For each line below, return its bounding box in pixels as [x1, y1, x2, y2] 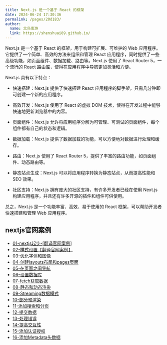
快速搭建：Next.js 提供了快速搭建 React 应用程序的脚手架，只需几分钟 [12, 85, 156, 91]
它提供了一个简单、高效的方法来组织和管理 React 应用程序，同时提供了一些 [5, 51, 160, 57]
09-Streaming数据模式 [12, 290, 59, 296]
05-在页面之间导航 [12, 265, 51, 271]
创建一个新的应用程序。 [16, 91, 65, 97]
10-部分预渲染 [12, 296, 41, 302]
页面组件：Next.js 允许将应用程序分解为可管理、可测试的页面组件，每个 [12, 119, 160, 125]
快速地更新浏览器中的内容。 [12, 108, 70, 114]
